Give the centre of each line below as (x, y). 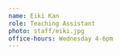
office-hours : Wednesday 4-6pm (61, 38)
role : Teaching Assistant (52, 23)
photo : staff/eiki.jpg (46, 31)
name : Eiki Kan (34, 16)
